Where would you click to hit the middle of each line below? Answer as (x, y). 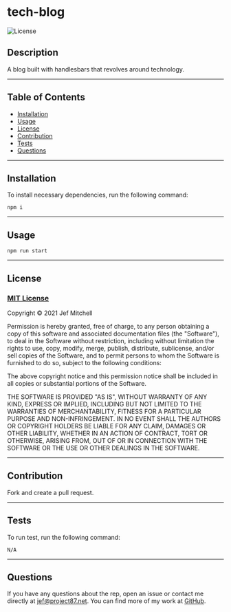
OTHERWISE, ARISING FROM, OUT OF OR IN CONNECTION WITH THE (107, 440)
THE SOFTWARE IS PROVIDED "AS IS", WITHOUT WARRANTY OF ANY (107, 397)
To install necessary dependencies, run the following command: (98, 195)
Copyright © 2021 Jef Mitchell (50, 313)
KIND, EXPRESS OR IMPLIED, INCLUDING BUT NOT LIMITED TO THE (104, 404)
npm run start (27, 251)
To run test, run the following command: (64, 537)
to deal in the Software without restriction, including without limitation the (111, 340)
